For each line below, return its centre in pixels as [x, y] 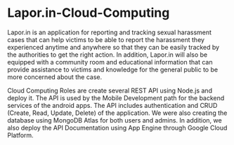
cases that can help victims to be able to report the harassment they [106, 39]
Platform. [20, 135]
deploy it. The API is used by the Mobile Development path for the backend [116, 98]
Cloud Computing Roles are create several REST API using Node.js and [110, 90]
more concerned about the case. [55, 77]
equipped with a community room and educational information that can [110, 62]
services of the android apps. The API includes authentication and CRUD [112, 105]
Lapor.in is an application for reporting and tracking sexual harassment [110, 32]
